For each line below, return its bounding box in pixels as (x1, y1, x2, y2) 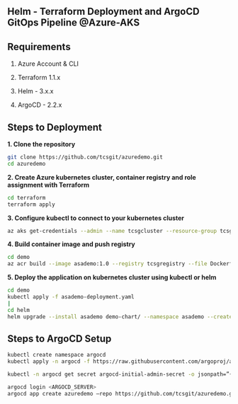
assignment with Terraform (7, 180, 90, 189)
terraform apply (7, 201, 55, 208)
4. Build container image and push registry (7, 240, 136, 248)
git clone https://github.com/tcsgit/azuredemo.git (7, 154, 163, 161)
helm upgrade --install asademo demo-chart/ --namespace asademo (7, 313, 204, 321)
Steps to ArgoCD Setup (7, 333, 112, 345)
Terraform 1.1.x (17, 74, 61, 82)
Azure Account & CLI (17, 59, 79, 68)
